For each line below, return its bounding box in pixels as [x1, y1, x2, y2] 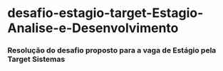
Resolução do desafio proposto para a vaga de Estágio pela [7, 45, 217, 55]
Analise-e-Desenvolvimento [7, 20, 179, 36]
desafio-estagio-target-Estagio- [7, 5, 204, 21]
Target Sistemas [7, 55, 66, 65]
